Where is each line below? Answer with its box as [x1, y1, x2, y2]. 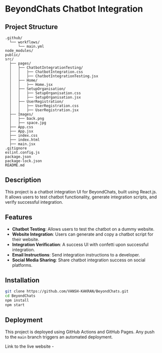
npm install [5, 298, 29, 303]
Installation [5, 276, 40, 285]
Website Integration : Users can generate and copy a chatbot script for [12, 231, 154, 237]
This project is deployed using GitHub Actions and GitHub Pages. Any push [5, 329, 155, 335]
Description [5, 176, 41, 184]
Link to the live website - [5, 343, 54, 349]
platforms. [12, 262, 33, 268]
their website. [12, 236, 40, 242]
